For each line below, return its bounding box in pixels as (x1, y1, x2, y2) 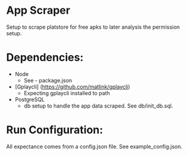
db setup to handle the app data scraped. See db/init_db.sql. (23, 102, 174, 109)
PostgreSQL (14, 96, 45, 103)
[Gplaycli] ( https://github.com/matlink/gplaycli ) (14, 83, 131, 90)
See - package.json (23, 77, 72, 84)
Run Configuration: (6, 123, 104, 137)
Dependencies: (6, 51, 84, 65)
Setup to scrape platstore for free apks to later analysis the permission (6, 23, 180, 30)
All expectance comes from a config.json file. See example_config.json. (6, 143, 183, 150)
